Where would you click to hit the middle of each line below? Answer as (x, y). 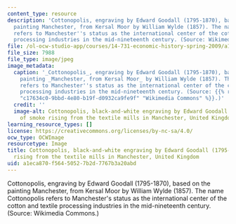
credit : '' (29, 105)
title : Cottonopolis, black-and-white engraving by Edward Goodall (108, 150)
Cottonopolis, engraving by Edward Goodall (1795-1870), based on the (109, 183)
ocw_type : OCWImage (36, 137)
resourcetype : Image (38, 144)
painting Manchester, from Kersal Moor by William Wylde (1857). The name (116, 190)
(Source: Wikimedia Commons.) (53, 213)
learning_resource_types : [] (50, 124)
